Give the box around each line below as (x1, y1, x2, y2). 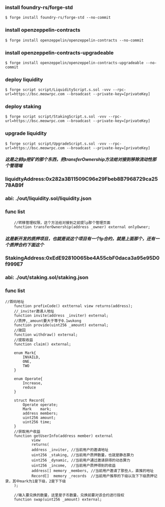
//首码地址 (5, 299, 25, 305)
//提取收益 (14, 338, 33, 343)
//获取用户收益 (14, 429, 41, 434)
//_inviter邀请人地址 (14, 309, 55, 314)
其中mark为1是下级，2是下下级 (12, 479, 66, 484)
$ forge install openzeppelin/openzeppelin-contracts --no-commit (5, 38, 144, 43)
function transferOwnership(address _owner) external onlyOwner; (14, 224, 151, 230)
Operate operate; (23, 402, 58, 407)
